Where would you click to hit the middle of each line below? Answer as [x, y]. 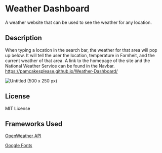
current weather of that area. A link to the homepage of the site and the [78, 61]
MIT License [18, 108]
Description [23, 38]
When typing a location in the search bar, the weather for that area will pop [81, 50]
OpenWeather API [23, 136]
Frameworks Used [34, 124]
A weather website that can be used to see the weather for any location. [79, 22]
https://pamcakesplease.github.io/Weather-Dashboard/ [61, 71]
